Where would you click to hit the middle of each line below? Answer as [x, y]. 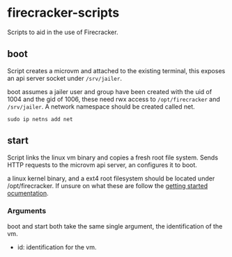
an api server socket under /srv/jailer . [64, 78]
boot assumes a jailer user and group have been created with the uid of [110, 91]
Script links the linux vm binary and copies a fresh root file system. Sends [113, 157]
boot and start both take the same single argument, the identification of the [115, 226]
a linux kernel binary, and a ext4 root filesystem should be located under [111, 178]
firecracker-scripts [63, 13]
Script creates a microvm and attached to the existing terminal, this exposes [116, 70]
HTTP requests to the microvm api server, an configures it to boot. [102, 164]
